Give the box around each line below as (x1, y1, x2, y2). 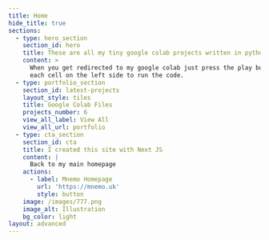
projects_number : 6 (22, 109, 88, 117)
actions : (22, 168, 52, 176)
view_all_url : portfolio (22, 123, 106, 131)
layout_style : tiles (22, 94, 91, 102)
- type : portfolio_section (15, 78, 106, 86)
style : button (37, 190, 84, 198)
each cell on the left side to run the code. (29, 71, 184, 79)
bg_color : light (22, 213, 78, 221)
